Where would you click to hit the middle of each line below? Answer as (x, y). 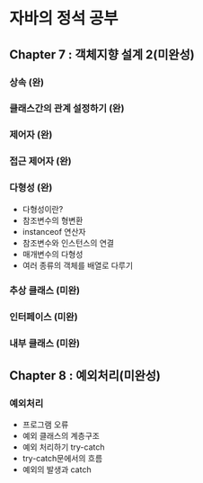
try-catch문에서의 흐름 (62, 459)
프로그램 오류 (45, 425)
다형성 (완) (31, 188)
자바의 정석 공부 (64, 18)
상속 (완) (27, 82)
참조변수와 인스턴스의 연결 (68, 243)
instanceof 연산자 (54, 231)
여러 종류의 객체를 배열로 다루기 (77, 265)
